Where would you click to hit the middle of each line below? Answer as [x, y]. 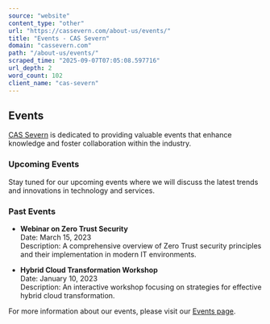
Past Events [32, 211]
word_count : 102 [35, 76]
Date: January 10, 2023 [59, 278]
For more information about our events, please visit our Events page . [122, 311]
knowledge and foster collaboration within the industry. [100, 144]
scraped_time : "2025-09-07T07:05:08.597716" [84, 61]
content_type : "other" [46, 23]
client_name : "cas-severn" [54, 83]
